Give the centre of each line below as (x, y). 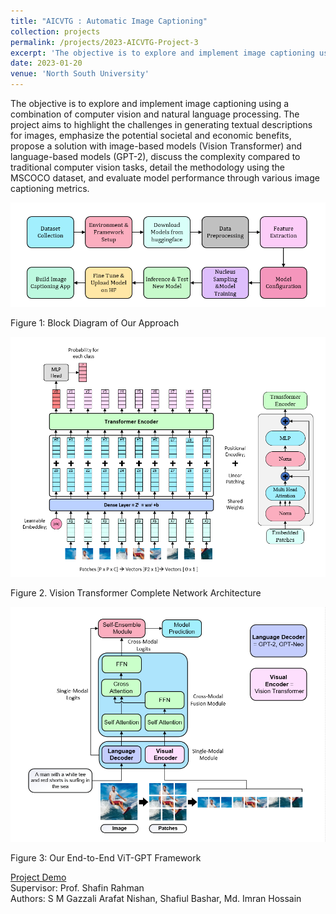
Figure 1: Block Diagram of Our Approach (95, 322)
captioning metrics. (50, 188)
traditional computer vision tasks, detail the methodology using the (148, 167)
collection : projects (55, 31)
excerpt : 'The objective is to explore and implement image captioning (162, 53)
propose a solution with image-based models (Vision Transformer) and (156, 146)
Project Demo (38, 877)
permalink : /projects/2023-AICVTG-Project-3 (104, 42)
